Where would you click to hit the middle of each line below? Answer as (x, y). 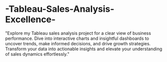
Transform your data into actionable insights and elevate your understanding (84, 49)
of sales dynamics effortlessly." (37, 54)
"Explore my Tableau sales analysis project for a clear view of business (78, 33)
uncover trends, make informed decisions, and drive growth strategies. (78, 43)
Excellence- (30, 19)
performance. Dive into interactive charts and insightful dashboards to (77, 38)
